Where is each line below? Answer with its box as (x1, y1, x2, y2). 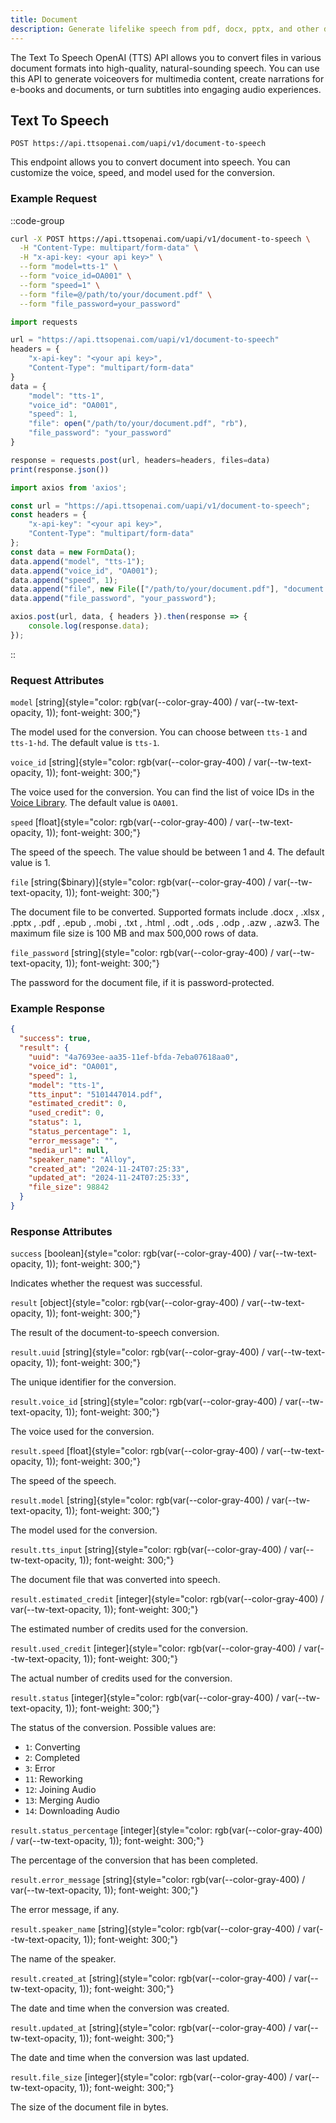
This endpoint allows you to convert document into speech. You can (10, 156, 291, 168)
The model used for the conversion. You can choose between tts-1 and (10, 726, 308, 738)
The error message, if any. (10, 1904, 120, 1916)
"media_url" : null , (28, 1145, 110, 1155)
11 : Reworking (24, 1773, 83, 1785)
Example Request (10, 192, 97, 206)
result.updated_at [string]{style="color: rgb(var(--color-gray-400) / (10, 2022, 292, 2034)
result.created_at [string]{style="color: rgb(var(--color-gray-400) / (10, 1972, 292, 1985)
